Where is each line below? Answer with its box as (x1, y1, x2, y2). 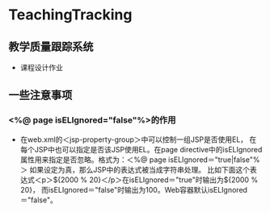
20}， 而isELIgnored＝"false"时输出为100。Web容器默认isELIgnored (19, 185, 248, 194)
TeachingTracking (8, 6, 133, 24)
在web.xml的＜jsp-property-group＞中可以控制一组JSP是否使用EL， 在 (19, 135, 257, 144)
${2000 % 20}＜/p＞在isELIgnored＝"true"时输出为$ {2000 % (53, 175, 259, 185)
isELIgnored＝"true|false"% (168, 155, 260, 164)
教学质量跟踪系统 (8, 39, 94, 53)
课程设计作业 (19, 63, 63, 72)
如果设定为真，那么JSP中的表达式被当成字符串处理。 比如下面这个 (29, 164, 251, 174)
